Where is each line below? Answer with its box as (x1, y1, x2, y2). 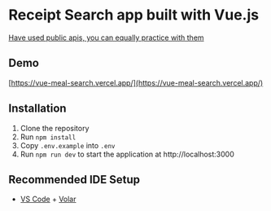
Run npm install (20, 132, 76, 142)
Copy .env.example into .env (20, 140, 116, 150)
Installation (8, 102, 67, 116)
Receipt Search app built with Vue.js (8, 6, 259, 24)
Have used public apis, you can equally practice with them (8, 33, 205, 42)
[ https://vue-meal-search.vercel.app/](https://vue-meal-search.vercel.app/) (8, 77, 264, 87)
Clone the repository (20, 123, 90, 133)
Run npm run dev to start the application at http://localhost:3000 (20, 149, 234, 159)
